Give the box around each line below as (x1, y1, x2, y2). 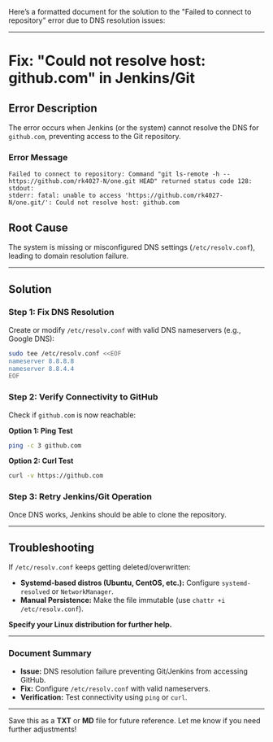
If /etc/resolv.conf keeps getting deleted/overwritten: (8, 562, 191, 572)
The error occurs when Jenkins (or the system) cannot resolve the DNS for (8, 123, 259, 133)
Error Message (8, 151, 68, 163)
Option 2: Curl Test (8, 456, 74, 466)
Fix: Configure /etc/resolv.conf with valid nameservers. (19, 683, 211, 693)
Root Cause (8, 220, 69, 234)
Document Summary (8, 648, 92, 659)
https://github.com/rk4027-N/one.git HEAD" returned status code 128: (8, 177, 253, 185)
